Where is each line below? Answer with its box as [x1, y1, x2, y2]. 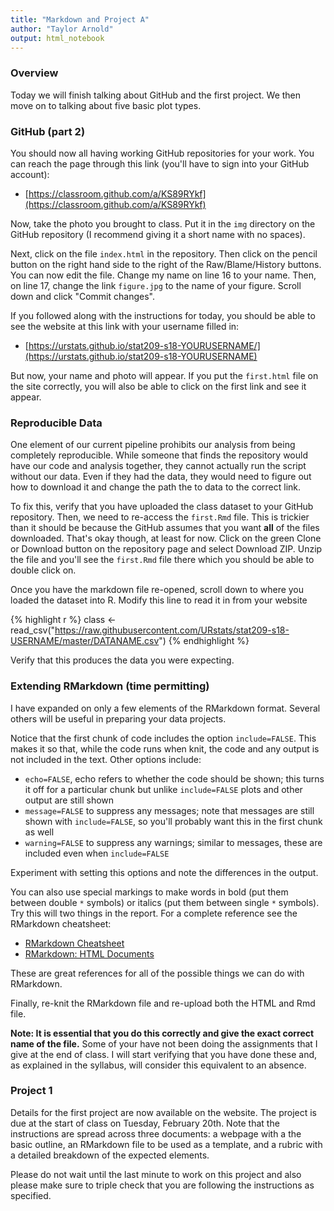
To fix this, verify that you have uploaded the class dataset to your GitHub [10, 501, 314, 513]
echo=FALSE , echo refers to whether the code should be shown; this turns [24, 772, 325, 785]
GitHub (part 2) [10, 124, 86, 138]
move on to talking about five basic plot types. [10, 99, 202, 111]
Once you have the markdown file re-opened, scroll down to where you [10, 584, 305, 596]
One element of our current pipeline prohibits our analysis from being [10, 439, 296, 451]
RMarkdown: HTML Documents [24, 947, 155, 960]
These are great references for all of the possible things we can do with [10, 967, 305, 979]
